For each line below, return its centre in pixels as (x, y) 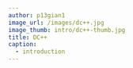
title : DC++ (28, 37)
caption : (23, 45)
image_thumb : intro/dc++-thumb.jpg (67, 30)
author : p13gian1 (37, 15)
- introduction (40, 52)
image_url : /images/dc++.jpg (56, 23)
